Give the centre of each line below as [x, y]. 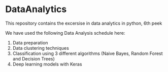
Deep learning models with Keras [47, 64]
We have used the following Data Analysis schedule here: [65, 33]
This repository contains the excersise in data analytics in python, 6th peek [84, 23]
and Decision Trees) [33, 58]
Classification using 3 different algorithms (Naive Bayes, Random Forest [88, 53]
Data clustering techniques [41, 48]
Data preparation [30, 43]
